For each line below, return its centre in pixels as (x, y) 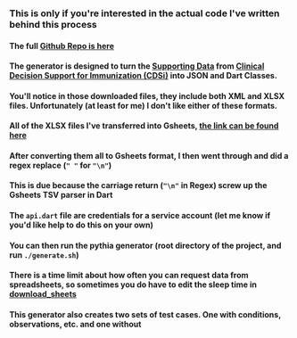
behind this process (54, 24)
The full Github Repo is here (62, 45)
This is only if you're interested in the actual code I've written (144, 13)
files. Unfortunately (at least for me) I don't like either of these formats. (144, 105)
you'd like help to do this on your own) (81, 225)
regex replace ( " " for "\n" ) (61, 165)
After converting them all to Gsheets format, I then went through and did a (149, 155)
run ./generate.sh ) (44, 255)
